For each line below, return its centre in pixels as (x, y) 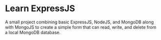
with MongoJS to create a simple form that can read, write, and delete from (81, 27)
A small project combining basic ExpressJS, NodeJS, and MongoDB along (80, 22)
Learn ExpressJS (40, 9)
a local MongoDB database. (33, 32)
